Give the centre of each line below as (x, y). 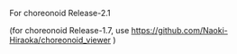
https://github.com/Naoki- (179, 30)
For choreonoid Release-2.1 (60, 13)
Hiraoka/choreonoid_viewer (60, 40)
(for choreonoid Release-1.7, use (69, 30)
